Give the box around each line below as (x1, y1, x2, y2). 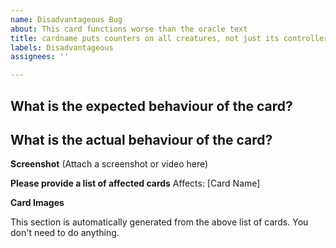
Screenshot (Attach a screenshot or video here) (10, 158, 209, 170)
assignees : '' (10, 52, 70, 62)
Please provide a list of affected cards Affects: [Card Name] (10, 177, 261, 190)
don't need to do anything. (10, 227, 120, 239)
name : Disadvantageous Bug (10, 14, 123, 25)
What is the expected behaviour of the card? (10, 97, 293, 115)
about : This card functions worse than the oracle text (10, 24, 248, 34)
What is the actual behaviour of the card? (10, 131, 273, 148)
